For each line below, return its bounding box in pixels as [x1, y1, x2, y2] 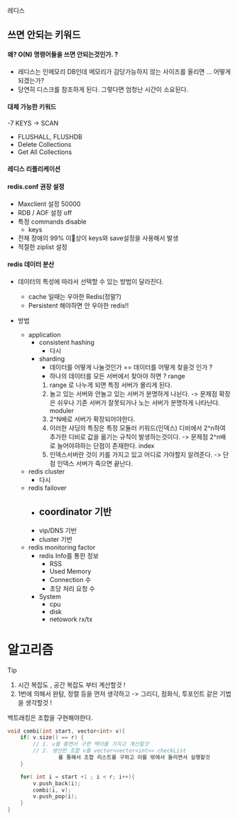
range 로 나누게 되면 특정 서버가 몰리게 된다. [49, 381, 173, 389]
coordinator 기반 [38, 506, 112, 518]
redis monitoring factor [28, 542, 96, 552]
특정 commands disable [17, 217, 87, 226]
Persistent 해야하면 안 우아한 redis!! [28, 301, 129, 310]
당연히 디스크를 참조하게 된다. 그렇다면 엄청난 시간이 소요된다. [17, 84, 189, 94]
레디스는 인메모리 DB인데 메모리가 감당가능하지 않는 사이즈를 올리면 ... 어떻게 [17, 67, 231, 76]
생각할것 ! [25, 698, 53, 706]
